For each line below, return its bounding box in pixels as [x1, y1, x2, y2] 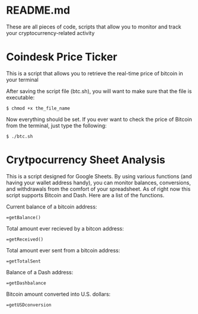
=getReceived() [6, 236, 44, 242]
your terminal [6, 76, 39, 83]
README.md [6, 4, 71, 17]
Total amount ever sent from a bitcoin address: [6, 246, 120, 254]
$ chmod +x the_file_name [6, 105, 70, 111]
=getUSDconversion [6, 302, 52, 308]
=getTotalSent [6, 258, 41, 264]
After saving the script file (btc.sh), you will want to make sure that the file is [6, 87, 192, 95]
